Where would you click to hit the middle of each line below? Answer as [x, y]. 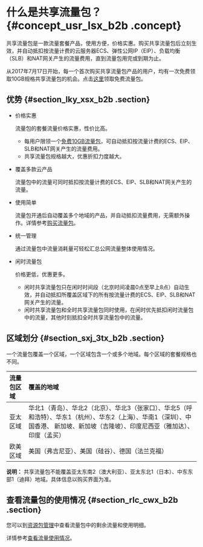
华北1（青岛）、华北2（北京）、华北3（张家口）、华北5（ [107, 408]
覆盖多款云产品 [34, 169]
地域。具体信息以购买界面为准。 [75, 479]
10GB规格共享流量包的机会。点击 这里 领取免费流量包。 [79, 79]
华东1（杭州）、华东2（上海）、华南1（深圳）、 [120, 417]
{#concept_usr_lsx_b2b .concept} [94, 26]
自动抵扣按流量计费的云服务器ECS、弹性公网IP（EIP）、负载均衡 [101, 51]
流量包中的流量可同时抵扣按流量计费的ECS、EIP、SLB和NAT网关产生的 [103, 182]
